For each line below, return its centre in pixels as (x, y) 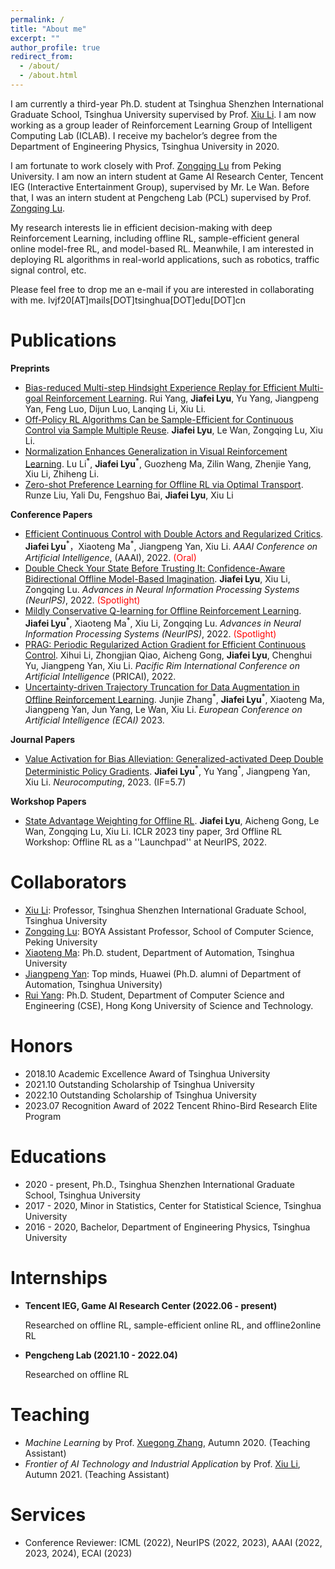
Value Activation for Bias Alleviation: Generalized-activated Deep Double (174, 759)
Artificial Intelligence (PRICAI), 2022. (100, 676)
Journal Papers (42, 740)
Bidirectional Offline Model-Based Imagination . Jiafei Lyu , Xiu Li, (157, 579)
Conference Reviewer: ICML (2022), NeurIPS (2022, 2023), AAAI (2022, (173, 1542)
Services (48, 1514)
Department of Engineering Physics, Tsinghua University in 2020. (145, 146)
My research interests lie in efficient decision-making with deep (141, 227)
